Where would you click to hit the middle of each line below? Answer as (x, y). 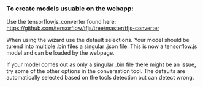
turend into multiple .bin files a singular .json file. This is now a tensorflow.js (102, 46)
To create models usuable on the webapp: (70, 9)
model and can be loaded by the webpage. (60, 53)
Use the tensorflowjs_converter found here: (61, 22)
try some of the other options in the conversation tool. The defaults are (96, 71)
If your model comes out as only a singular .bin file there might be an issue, (101, 64)
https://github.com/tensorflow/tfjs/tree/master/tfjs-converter (83, 28)
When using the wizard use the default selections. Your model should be (98, 40)
